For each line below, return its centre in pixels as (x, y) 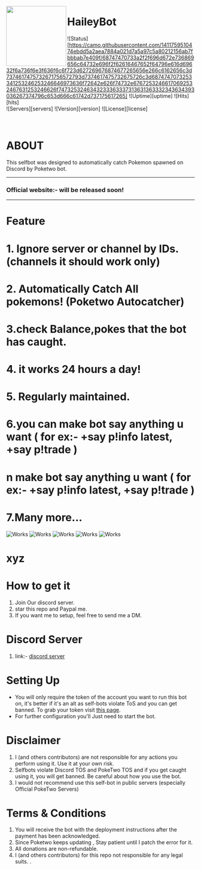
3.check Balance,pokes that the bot (96, 329)
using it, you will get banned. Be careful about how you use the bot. (98, 776)
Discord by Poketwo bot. (36, 169)
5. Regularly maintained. (68, 397)
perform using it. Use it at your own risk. (65, 763)
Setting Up (33, 680)
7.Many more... (44, 517)
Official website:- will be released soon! (65, 190)
